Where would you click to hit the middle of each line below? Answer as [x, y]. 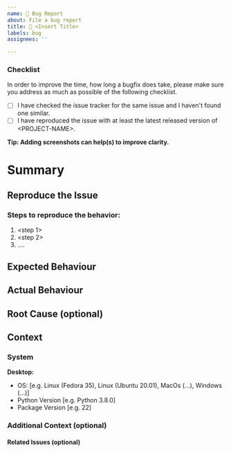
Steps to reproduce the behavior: [64, 215]
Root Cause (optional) [55, 313]
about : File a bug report [44, 20]
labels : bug [24, 33]
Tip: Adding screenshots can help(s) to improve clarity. [88, 142]
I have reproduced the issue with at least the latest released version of [117, 121]
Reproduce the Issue [53, 196]
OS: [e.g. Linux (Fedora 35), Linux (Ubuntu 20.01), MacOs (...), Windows [120, 386]
